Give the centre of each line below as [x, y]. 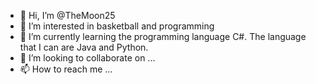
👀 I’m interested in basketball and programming [117, 26]
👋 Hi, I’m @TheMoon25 [67, 15]
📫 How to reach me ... [66, 69]
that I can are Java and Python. [84, 47]
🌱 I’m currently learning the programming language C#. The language [163, 36]
